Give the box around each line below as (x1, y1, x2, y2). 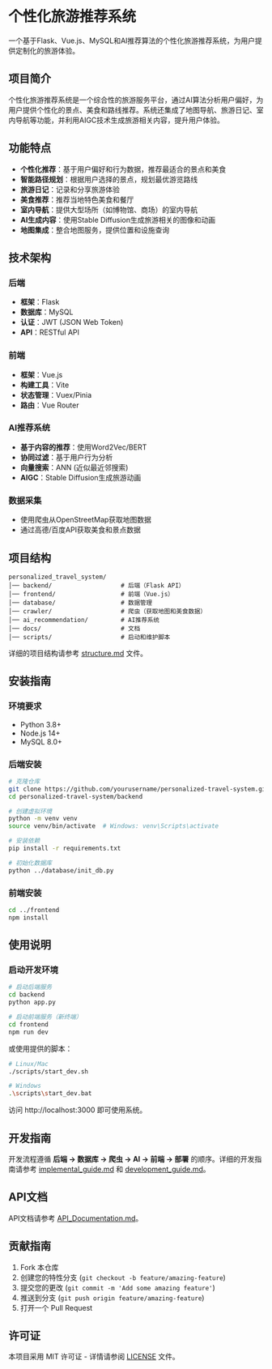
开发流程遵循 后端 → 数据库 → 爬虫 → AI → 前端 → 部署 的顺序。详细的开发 (8, 1154, 255, 1163)
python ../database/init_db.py (8, 866, 114, 875)
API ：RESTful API (19, 327, 79, 337)
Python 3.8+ (19, 719, 62, 729)
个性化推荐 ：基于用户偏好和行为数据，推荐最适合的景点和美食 (19, 164, 227, 174)
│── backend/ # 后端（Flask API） (8, 581, 185, 590)
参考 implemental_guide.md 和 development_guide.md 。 (22, 1164, 210, 1174)
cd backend (8, 991, 45, 999)
